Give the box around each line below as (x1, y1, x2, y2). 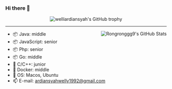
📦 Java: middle (12, 31, 46, 37)
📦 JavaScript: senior (12, 39, 58, 45)
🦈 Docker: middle (12, 67, 50, 73)
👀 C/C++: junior (12, 61, 46, 68)
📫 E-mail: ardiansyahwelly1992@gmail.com (12, 78, 106, 84)
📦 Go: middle (12, 54, 42, 60)
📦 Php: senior (12, 46, 44, 52)
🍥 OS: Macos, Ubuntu (12, 72, 59, 78)
